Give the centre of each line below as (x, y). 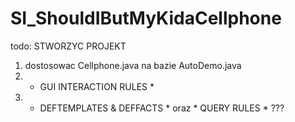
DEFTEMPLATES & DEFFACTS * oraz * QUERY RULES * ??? (162, 108)
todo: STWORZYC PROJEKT (68, 46)
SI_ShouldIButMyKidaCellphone (146, 18)
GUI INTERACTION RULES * (97, 86)
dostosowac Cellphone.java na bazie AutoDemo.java (133, 65)
